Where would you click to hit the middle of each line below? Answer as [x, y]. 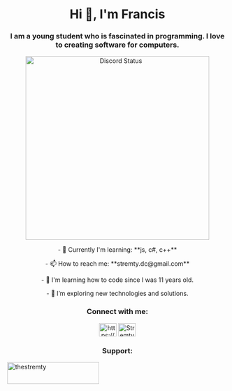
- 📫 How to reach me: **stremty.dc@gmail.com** [117, 264]
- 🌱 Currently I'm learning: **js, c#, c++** [117, 250]
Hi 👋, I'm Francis [117, 14]
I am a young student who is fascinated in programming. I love [117, 36]
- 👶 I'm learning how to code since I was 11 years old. [117, 280]
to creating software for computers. [117, 45]
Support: [117, 350]
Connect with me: [117, 312]
